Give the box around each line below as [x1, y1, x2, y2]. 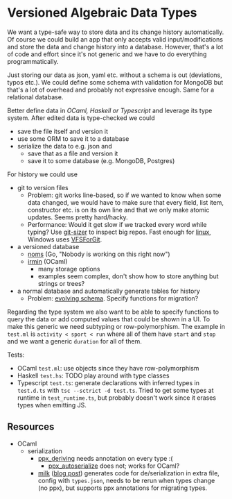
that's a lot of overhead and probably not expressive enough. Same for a [7, 85, 215, 94]
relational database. [7, 92, 64, 101]
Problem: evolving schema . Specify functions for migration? [27, 294, 199, 303]
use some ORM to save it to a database [17, 134, 130, 143]
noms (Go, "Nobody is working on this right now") [27, 250, 171, 258]
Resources [7, 421, 55, 433]
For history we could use [7, 170, 78, 178]
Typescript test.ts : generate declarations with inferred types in [17, 378, 199, 387]
